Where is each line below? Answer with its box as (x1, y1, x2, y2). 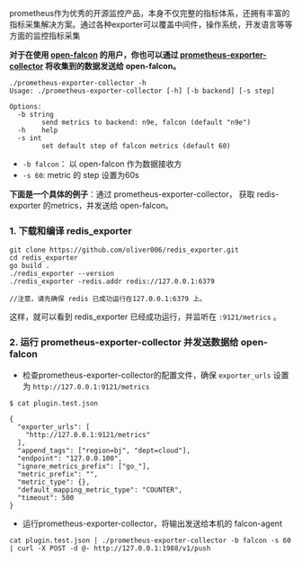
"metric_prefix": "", (17, 469, 99, 478)
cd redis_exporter (9, 254, 78, 263)
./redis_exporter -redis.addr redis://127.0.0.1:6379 (9, 277, 216, 286)
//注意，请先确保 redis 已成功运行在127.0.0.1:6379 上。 (9, 295, 207, 304)
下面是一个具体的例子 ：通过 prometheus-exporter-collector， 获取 (9, 189, 255, 200)
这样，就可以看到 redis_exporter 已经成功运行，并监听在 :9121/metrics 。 (9, 311, 281, 322)
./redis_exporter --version (9, 269, 115, 279)
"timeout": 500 (17, 493, 75, 502)
